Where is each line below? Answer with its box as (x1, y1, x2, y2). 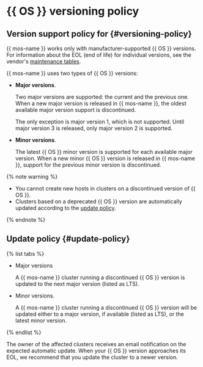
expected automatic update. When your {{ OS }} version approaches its (6, 347, 186, 354)
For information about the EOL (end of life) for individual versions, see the (6, 51, 191, 59)
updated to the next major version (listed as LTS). (15, 280, 139, 288)
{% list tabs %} (6, 250, 45, 257)
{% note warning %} (6, 173, 58, 180)
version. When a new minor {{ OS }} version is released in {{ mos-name (15, 154, 196, 162)
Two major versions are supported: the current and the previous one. (15, 93, 190, 100)
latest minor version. (15, 316, 67, 324)
